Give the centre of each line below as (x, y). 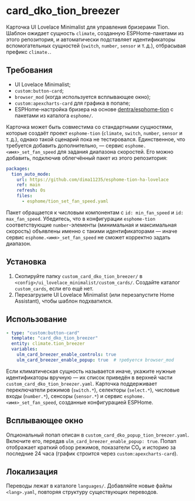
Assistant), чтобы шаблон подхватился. (64, 301)
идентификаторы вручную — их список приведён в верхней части (89, 377)
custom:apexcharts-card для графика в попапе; (72, 103)
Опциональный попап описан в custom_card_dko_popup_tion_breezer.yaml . (97, 435)
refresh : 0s (31, 191)
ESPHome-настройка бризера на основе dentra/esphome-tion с (94, 109)
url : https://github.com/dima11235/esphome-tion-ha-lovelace (93, 180)
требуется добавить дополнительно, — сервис (65, 145)
